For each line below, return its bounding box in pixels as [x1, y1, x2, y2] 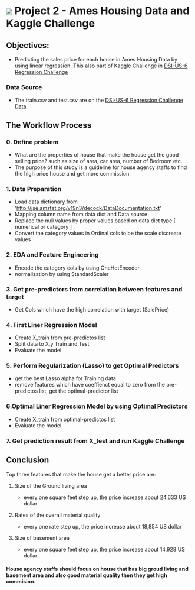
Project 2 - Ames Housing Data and [14, 4, 190, 18]
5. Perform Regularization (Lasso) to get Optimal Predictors [6, 362, 179, 370]
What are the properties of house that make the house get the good [14, 151, 179, 158]
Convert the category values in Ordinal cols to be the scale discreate [14, 229, 181, 237]
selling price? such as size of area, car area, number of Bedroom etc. [14, 157, 183, 164]
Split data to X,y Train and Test [14, 341, 90, 348]
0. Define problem [6, 138, 59, 146]
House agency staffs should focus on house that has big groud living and [6, 566, 189, 573]
